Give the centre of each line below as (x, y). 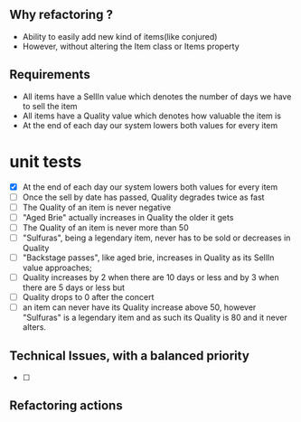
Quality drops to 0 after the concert (88, 297)
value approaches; (57, 267)
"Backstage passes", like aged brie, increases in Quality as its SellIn (148, 258)
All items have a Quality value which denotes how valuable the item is (152, 116)
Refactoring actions (66, 406)
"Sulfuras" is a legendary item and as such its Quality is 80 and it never (155, 318)
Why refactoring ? (61, 15)
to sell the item (50, 106)
